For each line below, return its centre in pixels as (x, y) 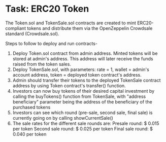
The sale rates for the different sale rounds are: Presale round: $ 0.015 (86, 123)
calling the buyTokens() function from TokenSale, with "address (79, 96)
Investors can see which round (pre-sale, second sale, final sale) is (82, 113)
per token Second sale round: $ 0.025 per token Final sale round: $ (83, 129)
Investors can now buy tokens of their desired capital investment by (84, 91)
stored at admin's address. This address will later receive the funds (83, 58)
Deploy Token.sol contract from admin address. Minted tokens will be (85, 53)
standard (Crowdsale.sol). (32, 33)
